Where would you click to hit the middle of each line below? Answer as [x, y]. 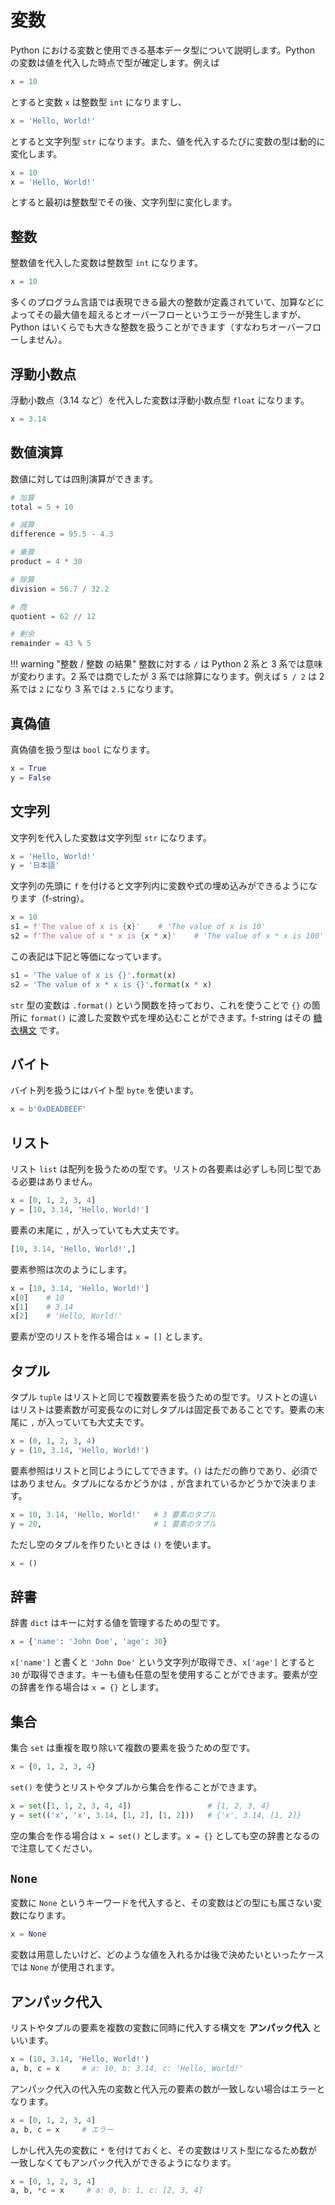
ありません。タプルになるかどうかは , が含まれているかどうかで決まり [163, 1483]
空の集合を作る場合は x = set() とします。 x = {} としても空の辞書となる [161, 1835]
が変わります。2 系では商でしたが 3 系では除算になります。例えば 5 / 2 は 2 [167, 677]
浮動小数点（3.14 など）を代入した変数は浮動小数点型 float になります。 [160, 400]
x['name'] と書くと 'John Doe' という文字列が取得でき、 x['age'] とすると [163, 1662]
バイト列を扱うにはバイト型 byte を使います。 [105, 1090]
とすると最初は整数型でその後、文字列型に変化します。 [124, 202]
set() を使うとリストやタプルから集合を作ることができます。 [136, 1787]
